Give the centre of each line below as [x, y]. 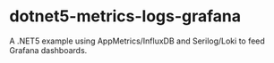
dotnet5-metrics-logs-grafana [125, 16]
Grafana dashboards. [48, 50]
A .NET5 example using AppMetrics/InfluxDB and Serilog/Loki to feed [137, 41]
